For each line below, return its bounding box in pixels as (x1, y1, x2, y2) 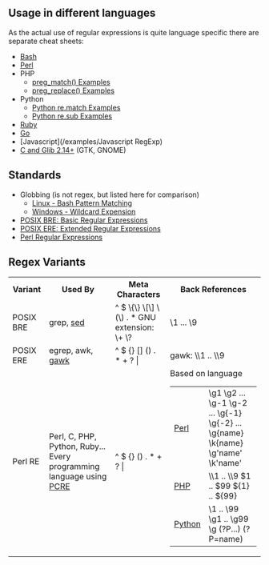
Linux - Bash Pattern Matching (31, 198, 133, 207)
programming (49, 461, 100, 472)
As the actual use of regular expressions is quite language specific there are (8, 27, 259, 37)
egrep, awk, (49, 345, 94, 356)
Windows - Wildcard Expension (31, 206, 136, 216)
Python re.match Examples (31, 102, 121, 112)
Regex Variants (8, 255, 86, 269)
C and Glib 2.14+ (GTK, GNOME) (19, 145, 126, 154)
